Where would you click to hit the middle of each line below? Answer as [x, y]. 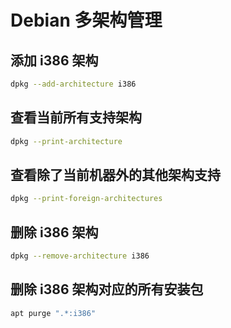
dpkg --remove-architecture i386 [80, 256]
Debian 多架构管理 [86, 20]
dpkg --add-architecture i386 [73, 84]
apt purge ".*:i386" [53, 313]
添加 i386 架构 [54, 60]
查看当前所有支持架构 [76, 117]
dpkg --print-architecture [66, 141]
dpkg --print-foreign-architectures [86, 199]
